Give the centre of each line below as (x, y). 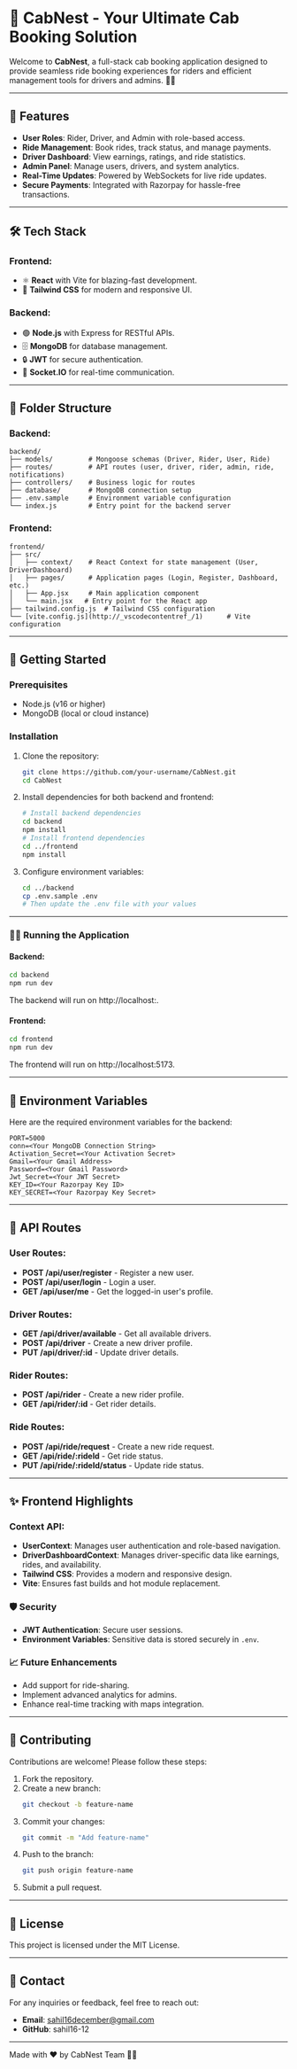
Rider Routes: (39, 1375)
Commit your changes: (63, 1821)
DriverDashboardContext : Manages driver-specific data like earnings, (151, 1555)
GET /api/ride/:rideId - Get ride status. (92, 1456)
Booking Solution (73, 37)
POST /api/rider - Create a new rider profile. (103, 1395)
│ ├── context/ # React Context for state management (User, (134, 562)
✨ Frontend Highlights (72, 1501)
